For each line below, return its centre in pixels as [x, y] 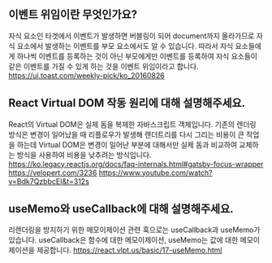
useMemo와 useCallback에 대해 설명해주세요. [121, 209]
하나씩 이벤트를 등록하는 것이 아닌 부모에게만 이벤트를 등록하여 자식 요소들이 [137, 56]
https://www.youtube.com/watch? [155, 173]
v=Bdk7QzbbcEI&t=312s [49, 181]
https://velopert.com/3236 [53, 173]
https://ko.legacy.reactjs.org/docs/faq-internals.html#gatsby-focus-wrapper [136, 164]
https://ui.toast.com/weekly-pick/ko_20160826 [86, 75]
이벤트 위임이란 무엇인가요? [73, 15]
